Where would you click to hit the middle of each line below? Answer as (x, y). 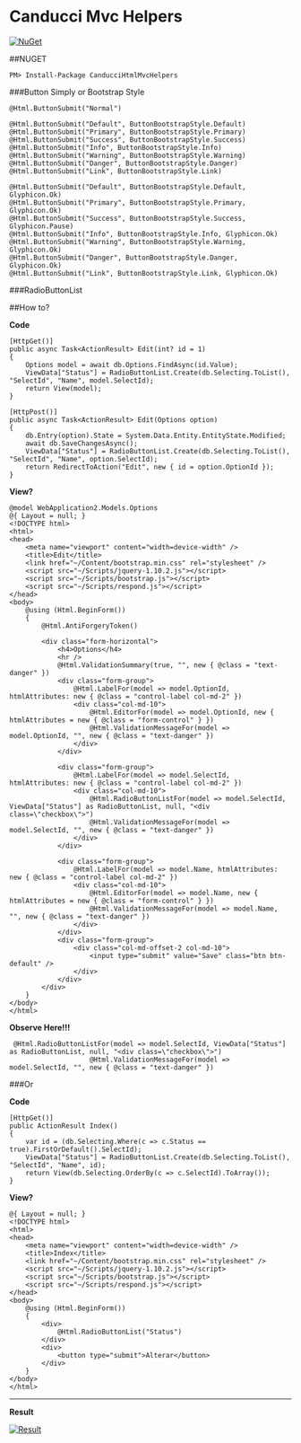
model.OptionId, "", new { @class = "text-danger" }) (112, 735)
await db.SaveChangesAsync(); (82, 443)
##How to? (30, 307)
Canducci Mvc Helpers (96, 17)
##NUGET (28, 58)
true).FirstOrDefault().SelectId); (76, 1149)
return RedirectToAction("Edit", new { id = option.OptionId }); (150, 467)
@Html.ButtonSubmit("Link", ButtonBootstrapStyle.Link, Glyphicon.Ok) (144, 273)
